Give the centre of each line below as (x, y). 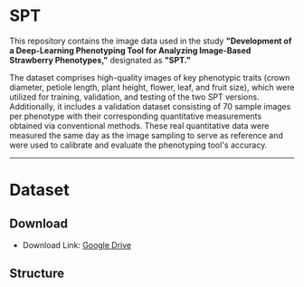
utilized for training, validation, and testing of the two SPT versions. (134, 97)
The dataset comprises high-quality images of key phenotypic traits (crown (150, 77)
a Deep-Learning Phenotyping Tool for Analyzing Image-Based (130, 50)
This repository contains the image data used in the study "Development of (151, 41)
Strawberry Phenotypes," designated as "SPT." (100, 60)
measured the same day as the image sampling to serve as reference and (146, 135)
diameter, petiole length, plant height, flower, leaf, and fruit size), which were (152, 87)
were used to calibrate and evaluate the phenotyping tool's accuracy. (138, 145)
